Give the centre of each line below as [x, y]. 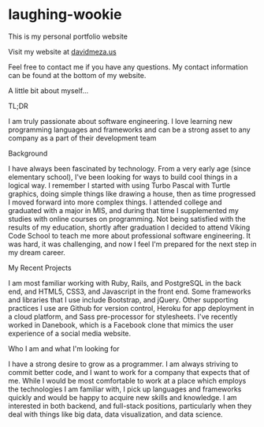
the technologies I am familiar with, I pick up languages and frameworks [125, 389]
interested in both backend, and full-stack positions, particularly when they [130, 406]
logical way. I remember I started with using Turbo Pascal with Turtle [119, 185]
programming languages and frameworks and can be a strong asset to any [129, 129]
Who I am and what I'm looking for [64, 348]
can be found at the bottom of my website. [77, 75]
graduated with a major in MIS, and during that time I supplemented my [123, 210]
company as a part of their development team [82, 138]
